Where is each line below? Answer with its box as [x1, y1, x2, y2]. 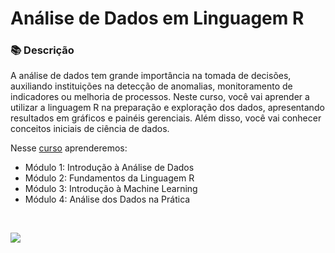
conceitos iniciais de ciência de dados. [10, 123, 170, 135]
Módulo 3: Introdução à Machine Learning [24, 183, 198, 195]
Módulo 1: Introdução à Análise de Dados [24, 162, 195, 174]
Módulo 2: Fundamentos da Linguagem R [24, 172, 195, 184]
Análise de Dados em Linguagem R [10, 7, 305, 30]
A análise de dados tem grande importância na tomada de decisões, [10, 70, 292, 82]
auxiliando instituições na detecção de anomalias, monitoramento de [10, 80, 293, 92]
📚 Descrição [10, 43, 75, 57]
